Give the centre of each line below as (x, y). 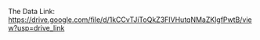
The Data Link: (32, 11)
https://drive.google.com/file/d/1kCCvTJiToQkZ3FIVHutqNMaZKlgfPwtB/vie (130, 20)
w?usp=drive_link (36, 28)
